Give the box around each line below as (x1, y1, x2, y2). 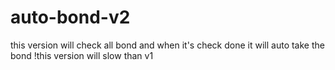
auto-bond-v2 (10, 6, 131, 29)
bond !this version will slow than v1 (10, 49, 154, 61)
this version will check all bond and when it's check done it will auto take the (10, 39, 325, 51)
